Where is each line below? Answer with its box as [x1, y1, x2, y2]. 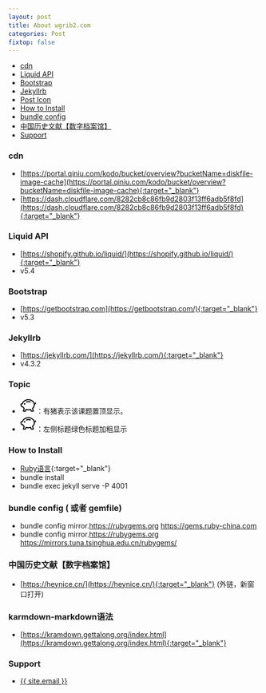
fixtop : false [8, 38, 56, 46]
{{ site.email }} [19, 676, 68, 686]
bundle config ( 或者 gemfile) [8, 502, 122, 513]
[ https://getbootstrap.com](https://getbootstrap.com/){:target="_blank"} [19, 304, 258, 314]
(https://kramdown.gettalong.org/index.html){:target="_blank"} [19, 638, 227, 647]
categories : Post [8, 30, 66, 38]
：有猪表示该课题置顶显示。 [35, 406, 128, 415]
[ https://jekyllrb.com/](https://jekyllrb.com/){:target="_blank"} [19, 350, 224, 360]
